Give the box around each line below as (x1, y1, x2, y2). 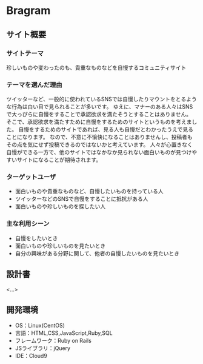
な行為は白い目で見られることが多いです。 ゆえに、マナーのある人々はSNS (6, 103, 193, 110)
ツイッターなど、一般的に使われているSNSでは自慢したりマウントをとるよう (6, 95, 197, 103)
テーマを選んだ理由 (6, 80, 62, 89)
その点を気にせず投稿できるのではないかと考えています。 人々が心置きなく (6, 141, 193, 149)
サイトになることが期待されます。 (16, 156, 102, 164)
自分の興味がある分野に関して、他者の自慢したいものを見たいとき (15, 249, 180, 257)
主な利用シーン (6, 220, 50, 228)
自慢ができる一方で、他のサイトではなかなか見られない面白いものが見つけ (6, 149, 192, 156)
